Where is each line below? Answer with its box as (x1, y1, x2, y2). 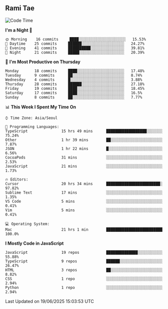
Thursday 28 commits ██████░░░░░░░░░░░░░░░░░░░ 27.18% (5, 81, 144, 87)
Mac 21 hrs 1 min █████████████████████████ (5, 227, 163, 232)
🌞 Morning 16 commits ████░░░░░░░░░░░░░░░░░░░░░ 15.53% (5, 37, 146, 42)
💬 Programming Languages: (5, 124, 59, 129)
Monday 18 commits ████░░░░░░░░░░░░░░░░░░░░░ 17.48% (5, 68, 144, 73)
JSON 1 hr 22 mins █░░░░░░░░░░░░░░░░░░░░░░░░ (5, 146, 163, 151)
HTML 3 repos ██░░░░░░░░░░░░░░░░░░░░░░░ (5, 267, 163, 272)
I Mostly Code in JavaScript (5, 240, 64, 246)
